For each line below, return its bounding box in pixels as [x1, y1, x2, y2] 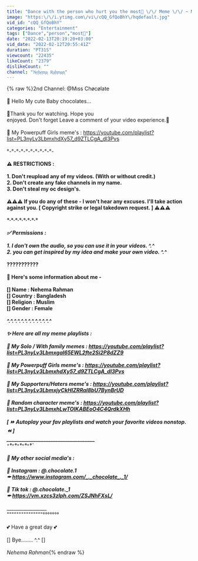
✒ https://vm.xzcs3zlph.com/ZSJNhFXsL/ [6, 492, 113, 499]
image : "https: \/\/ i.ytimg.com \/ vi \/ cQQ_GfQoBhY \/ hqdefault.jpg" [6, 14, 170, 20]
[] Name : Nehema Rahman [6, 286, 73, 293]
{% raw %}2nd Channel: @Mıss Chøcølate [6, 85, 110, 92]
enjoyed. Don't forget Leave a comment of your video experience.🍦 [6, 116, 170, 124]
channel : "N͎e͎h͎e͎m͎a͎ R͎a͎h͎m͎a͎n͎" [6, 69, 68, 75]
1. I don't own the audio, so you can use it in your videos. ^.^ [6, 242, 155, 250]
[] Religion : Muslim [6, 298, 55, 306]
